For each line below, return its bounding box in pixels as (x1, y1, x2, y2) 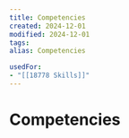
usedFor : (9, 63, 42, 72)
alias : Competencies (9, 47, 87, 56)
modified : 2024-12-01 (9, 30, 90, 39)
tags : (9, 38, 30, 47)
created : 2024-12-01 (9, 22, 87, 30)
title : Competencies (9, 13, 87, 22)
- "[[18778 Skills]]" (9, 71, 90, 81)
